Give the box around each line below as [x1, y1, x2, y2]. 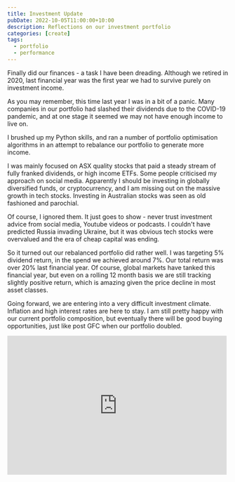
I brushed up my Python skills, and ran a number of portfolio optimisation [7, 133, 218, 141]
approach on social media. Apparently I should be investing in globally [7, 176, 210, 185]
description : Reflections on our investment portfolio [7, 23, 171, 30]
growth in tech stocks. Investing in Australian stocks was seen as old [7, 191, 206, 200]
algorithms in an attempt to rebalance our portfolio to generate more [7, 140, 205, 149]
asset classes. [7, 286, 48, 294]
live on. [7, 119, 29, 128]
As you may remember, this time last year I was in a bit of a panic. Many [7, 97, 215, 105]
